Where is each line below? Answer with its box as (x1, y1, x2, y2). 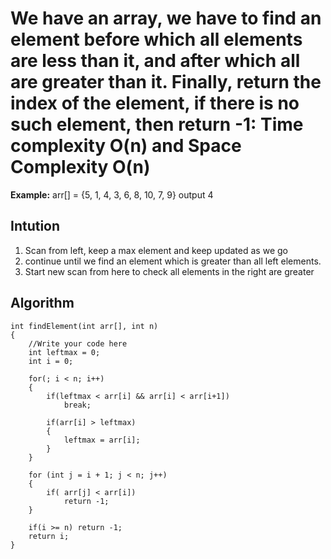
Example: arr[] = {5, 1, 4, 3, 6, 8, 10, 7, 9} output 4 (10, 188, 214, 201)
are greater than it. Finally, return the (10, 71, 322, 94)
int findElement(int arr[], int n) (10, 321, 159, 331)
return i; (28, 531, 70, 541)
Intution (10, 218, 61, 235)
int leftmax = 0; (28, 347, 101, 357)
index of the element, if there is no (10, 92, 300, 115)
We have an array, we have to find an (10, 7, 322, 30)
